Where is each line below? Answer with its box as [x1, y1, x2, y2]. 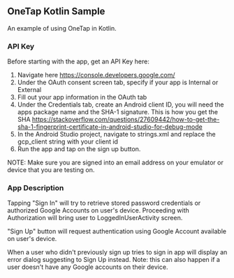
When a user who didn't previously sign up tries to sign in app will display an [7, 248, 228, 256]
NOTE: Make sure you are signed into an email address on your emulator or [7, 158, 224, 167]
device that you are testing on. [7, 166, 95, 174]
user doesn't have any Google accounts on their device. [7, 263, 168, 271]
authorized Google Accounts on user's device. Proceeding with [7, 206, 190, 215]
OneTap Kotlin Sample [7, 6, 105, 17]
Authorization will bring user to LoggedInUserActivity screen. [7, 214, 183, 222]
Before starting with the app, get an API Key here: [7, 57, 150, 65]
